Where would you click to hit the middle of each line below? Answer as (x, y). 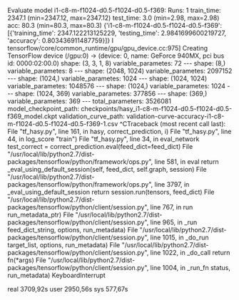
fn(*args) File (27, 260)
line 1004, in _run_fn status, (190, 268)
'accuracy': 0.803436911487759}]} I (61, 41)
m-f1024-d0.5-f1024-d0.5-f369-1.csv (63, 124)
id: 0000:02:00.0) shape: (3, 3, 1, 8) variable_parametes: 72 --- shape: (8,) (117, 63)
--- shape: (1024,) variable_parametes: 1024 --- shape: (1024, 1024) (107, 78)
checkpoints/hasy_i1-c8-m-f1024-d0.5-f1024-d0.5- (157, 109)
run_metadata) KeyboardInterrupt (56, 275)
